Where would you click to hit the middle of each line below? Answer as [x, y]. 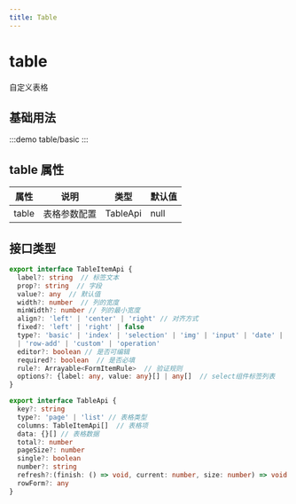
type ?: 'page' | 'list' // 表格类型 [82, 417]
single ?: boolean [49, 459]
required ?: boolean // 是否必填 [76, 360]
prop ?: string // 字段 [59, 286]
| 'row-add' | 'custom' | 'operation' [89, 343]
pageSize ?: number [51, 450]
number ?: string [47, 467]
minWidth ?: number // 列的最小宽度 [79, 311]
